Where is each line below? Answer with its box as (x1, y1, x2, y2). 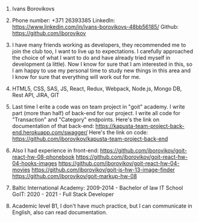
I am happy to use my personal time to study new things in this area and (11, 67, 191, 74)
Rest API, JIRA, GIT (11, 92, 60, 98)
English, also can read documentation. (11, 209, 107, 216)
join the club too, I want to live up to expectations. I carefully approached (11, 48, 194, 55)
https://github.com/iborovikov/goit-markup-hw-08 (11, 173, 137, 180)
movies (11, 166, 30, 173)
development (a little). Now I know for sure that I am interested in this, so (11, 60, 193, 68)
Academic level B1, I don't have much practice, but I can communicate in (11, 202, 193, 209)
